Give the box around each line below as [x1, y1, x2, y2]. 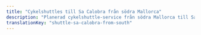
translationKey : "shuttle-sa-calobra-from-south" [6, 20, 133, 26]
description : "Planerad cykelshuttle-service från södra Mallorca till [6, 14, 188, 20]
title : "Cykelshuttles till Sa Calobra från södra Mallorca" [6, 8, 162, 15]
